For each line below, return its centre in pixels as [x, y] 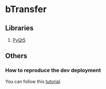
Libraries [19, 28]
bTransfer [26, 9]
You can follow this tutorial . [33, 81]
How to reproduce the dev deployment [53, 70]
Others [16, 56]
